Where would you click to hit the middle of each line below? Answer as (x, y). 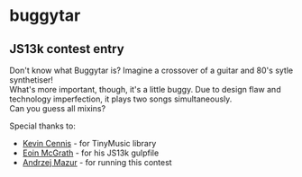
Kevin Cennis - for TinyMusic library (89, 143)
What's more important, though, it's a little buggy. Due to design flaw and (145, 89)
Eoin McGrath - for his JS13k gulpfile (91, 153)
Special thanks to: (43, 126)
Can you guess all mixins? (58, 108)
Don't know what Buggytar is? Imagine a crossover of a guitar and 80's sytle (151, 70)
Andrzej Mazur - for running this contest (97, 162)
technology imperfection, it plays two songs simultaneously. (121, 99)
